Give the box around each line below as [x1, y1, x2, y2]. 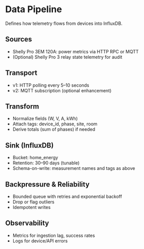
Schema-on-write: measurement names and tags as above [12, 165, 135, 171]
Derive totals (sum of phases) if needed [12, 126, 95, 132]
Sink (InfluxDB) [5, 141, 54, 150]
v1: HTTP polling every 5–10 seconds [12, 82, 89, 88]
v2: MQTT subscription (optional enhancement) [12, 87, 112, 93]
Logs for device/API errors [12, 237, 68, 244]
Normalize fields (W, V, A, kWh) [12, 116, 78, 122]
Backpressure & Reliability [5, 180, 90, 189]
